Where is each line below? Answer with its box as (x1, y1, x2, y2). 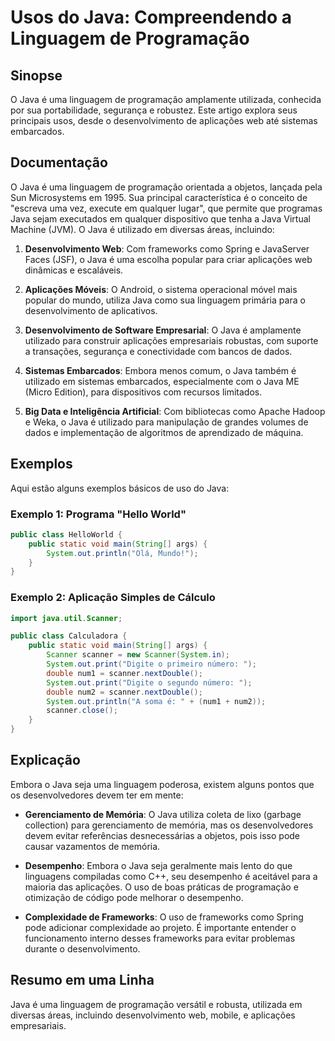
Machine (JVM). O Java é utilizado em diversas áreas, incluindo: (10, 223, 275, 235)
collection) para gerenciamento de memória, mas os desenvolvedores (24, 819, 314, 831)
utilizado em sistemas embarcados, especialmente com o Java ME (24, 375, 300, 387)
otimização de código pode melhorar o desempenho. (24, 891, 244, 903)
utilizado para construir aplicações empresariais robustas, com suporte (24, 334, 319, 346)
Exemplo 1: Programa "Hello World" (10, 507, 187, 521)
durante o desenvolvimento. (24, 942, 141, 955)
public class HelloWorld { (10, 529, 123, 540)
